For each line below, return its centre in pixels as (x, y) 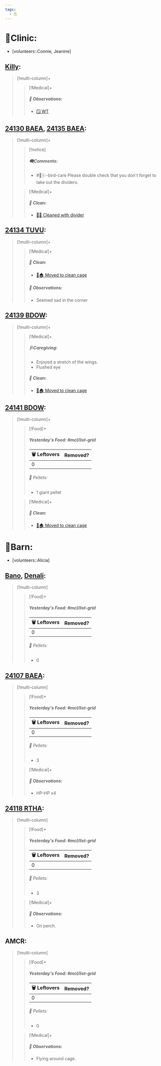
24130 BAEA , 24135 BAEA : (46, 128)
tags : (10, 9)
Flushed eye (48, 367)
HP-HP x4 (46, 793)
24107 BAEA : (25, 675)
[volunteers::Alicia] (31, 560)
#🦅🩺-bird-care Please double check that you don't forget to (96, 175)
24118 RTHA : (25, 808)
